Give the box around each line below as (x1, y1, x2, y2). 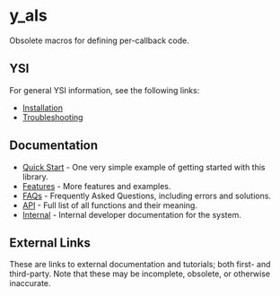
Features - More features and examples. (22, 180, 171, 191)
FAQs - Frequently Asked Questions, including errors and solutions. (22, 190, 272, 201)
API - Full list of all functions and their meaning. (22, 199, 197, 211)
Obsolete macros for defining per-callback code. (9, 35, 190, 46)
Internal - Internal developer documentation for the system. (22, 209, 242, 220)
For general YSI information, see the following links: (9, 84, 200, 95)
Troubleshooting (22, 111, 83, 122)
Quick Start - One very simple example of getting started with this (22, 161, 266, 172)
